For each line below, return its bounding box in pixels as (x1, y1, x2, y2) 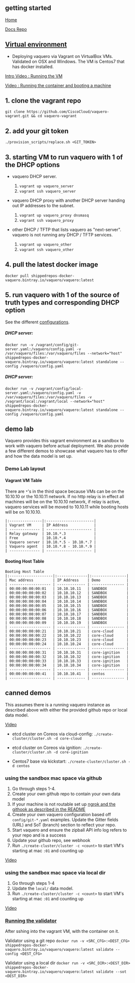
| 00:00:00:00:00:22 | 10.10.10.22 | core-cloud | (5, 633, 129, 638)
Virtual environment (5, 40, 67, 49)
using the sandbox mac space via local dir (5, 869, 106, 876)
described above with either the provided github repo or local (5, 707, 128, 713)
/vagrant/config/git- (35, 342, 79, 347)
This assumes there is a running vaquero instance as (5, 701, 110, 708)
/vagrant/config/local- (35, 386, 83, 391)
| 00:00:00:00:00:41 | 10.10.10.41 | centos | (5, 671, 129, 676)
